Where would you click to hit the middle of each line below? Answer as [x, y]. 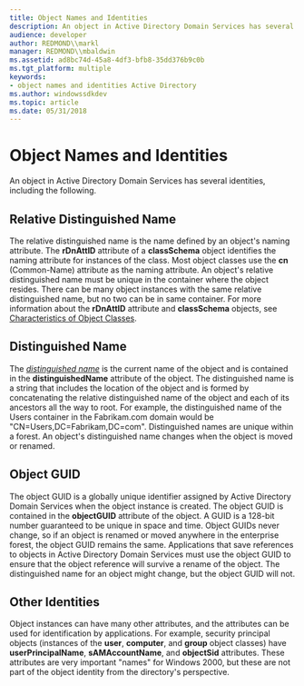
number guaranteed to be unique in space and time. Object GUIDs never [144, 525]
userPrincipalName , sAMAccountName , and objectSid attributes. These [147, 653]
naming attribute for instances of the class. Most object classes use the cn [149, 260]
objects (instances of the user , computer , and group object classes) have [148, 643]
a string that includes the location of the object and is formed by [129, 388]
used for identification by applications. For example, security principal [140, 633]
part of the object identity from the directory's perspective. [119, 672]
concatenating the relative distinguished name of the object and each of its [150, 397]
